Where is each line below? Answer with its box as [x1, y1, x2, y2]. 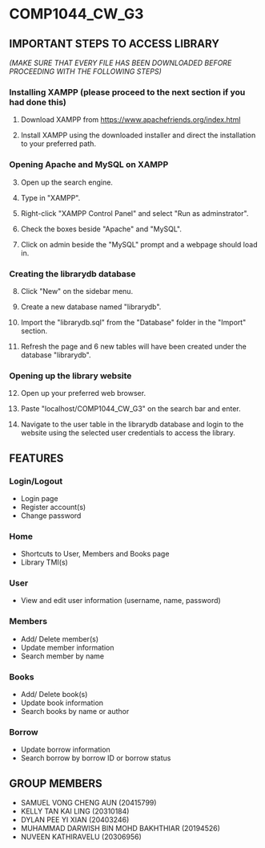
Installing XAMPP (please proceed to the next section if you [9, 86, 246, 97]
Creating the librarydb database [9, 268, 136, 279]
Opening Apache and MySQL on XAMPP [9, 159, 169, 170]
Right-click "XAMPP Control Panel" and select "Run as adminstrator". [20, 208, 249, 218]
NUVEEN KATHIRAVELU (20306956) [20, 832, 143, 842]
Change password [20, 511, 82, 520]
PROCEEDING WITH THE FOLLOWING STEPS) [9, 67, 163, 76]
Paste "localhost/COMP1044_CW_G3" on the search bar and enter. [20, 404, 241, 414]
